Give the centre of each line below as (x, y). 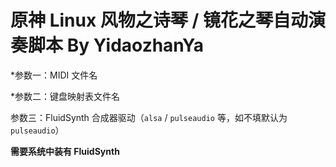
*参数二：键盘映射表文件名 (65, 96)
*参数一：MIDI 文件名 (54, 75)
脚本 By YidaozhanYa (116, 45)
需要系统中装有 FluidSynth (65, 151)
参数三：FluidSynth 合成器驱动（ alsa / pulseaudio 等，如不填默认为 (149, 117)
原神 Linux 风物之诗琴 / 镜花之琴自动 (159, 20)
